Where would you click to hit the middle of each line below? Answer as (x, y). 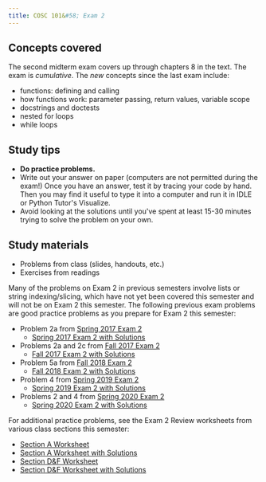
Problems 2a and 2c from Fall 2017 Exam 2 (90, 346)
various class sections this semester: (69, 429)
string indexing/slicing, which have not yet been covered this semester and (131, 296)
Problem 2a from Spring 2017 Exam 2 (81, 329)
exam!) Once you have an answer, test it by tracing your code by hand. (136, 186)
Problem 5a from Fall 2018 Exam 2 (76, 362)
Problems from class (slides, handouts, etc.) (92, 265)
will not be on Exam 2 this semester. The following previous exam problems (132, 305)
